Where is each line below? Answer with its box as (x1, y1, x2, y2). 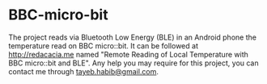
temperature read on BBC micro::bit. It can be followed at (8, 40, 198, 50)
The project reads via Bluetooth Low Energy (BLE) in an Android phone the (8, 32, 257, 42)
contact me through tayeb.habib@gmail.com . (8, 66, 159, 76)
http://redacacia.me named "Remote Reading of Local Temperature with (8, 49, 248, 59)
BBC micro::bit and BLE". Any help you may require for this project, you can (8, 58, 259, 68)
